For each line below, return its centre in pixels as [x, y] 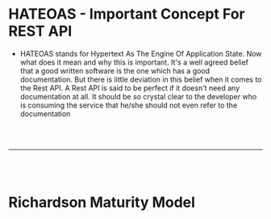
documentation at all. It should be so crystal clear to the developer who [138, 96]
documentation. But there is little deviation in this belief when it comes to [141, 79]
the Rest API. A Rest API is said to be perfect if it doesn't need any [130, 88]
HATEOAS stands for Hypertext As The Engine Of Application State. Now [141, 53]
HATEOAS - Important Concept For [127, 14]
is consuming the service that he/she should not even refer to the [129, 105]
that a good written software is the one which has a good [115, 70]
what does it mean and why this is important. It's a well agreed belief [134, 62]
